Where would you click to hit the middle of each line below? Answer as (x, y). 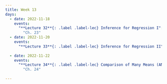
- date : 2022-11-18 (30, 19)
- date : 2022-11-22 (30, 56)
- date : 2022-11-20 (30, 38)
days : (11, 14)
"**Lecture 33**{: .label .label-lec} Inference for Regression (86, 46)
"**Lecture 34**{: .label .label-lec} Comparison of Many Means (86, 65)
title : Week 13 (21, 10)
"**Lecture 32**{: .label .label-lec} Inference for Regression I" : (91, 28)
